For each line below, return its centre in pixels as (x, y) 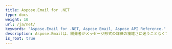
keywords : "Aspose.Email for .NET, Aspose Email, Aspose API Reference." (86, 29)
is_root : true (20, 39)
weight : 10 (17, 19)
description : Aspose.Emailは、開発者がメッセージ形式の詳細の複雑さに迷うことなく (85, 34)
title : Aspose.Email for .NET (38, 10)
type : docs (17, 15)
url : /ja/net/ (20, 24)
